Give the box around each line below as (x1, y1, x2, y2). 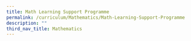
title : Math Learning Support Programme (6, 8, 110, 15)
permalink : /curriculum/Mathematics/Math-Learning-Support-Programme (6, 14, 186, 20)
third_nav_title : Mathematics (6, 25, 83, 32)
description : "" (6, 20, 47, 26)
